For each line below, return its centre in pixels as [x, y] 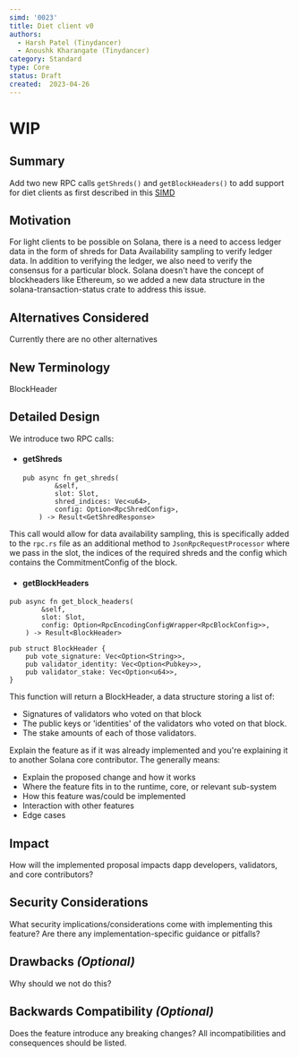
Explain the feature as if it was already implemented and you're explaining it [149, 750]
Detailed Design [55, 417]
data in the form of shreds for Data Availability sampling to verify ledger [141, 251]
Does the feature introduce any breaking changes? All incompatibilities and [148, 1033]
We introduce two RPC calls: [62, 439]
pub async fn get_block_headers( [72, 602]
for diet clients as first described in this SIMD [92, 192]
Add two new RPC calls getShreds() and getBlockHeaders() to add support [147, 183]
